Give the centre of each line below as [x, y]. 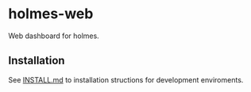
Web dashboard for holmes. [54, 36]
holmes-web [51, 14]
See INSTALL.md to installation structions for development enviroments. [126, 79]
